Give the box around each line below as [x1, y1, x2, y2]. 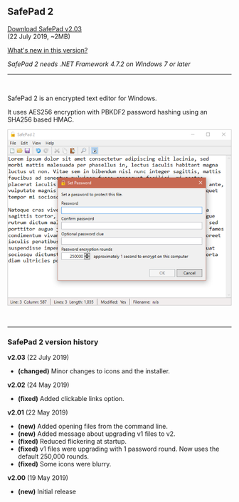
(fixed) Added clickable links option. [17, 395, 124, 403]
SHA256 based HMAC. [7, 115, 75, 124]
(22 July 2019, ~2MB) [7, 32, 71, 41]
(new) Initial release [17, 487, 77, 496]
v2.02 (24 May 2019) [7, 380, 70, 390]
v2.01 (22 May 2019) [7, 408, 68, 417]
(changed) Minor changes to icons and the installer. [17, 367, 171, 375]
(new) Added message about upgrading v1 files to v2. [17, 429, 176, 438]
